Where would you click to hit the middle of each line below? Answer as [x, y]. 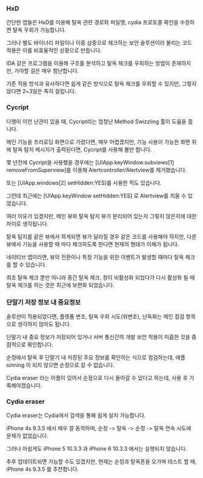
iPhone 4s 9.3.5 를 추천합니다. [43, 469]
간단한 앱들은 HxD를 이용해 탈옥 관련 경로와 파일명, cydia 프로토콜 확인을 [92, 22]
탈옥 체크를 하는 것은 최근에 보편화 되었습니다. [61, 285]
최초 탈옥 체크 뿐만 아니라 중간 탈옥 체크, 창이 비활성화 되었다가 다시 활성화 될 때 [101, 277]
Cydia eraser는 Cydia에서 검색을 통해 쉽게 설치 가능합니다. [76, 416]
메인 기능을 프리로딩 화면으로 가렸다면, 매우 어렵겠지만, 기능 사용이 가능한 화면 [98, 142]
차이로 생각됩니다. [28, 224]
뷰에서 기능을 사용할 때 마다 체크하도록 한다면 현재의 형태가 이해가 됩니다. [93, 244]
